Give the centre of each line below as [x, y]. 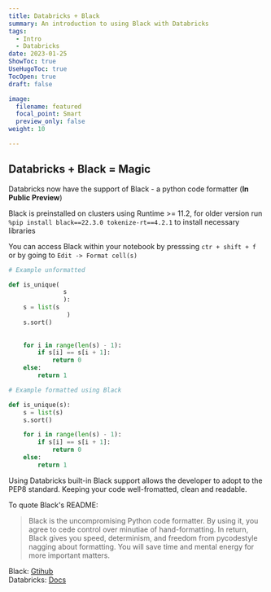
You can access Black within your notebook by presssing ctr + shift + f [132, 246]
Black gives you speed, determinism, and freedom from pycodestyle [143, 537]
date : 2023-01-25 [38, 54]
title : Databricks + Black [54, 16]
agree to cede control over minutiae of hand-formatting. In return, [138, 529]
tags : [17, 31]
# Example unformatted [47, 270]
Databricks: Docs [37, 580]
